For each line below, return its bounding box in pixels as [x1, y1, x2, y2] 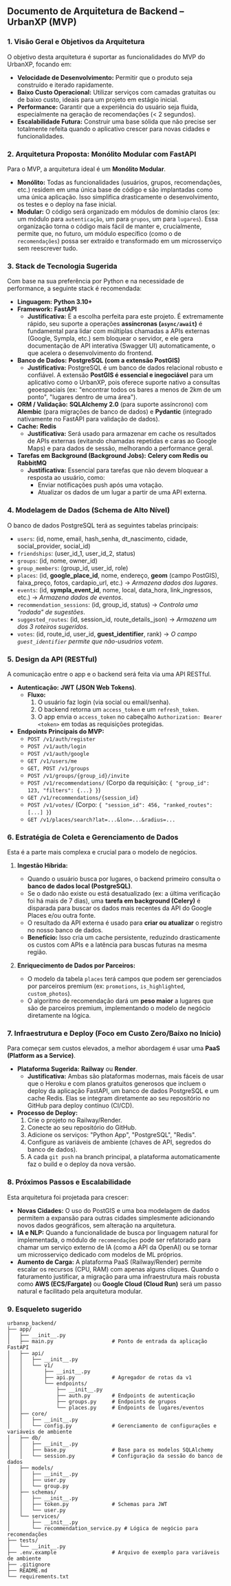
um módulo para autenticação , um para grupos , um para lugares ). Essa [16, 214, 219, 223]
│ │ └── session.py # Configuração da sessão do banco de [7, 1453, 223, 1460]
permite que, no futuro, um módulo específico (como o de [16, 229, 181, 237]
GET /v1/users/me [27, 758, 78, 765]
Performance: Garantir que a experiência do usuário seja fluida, [16, 103, 199, 111]
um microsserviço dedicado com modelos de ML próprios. [16, 1250, 184, 1258]
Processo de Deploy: [16, 1109, 78, 1117]
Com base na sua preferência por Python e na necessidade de [7, 277, 184, 285]
